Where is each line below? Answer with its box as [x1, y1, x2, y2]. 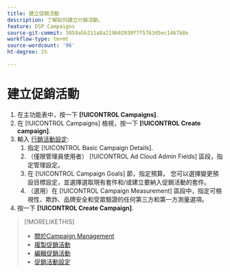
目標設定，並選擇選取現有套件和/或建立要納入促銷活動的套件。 [33, 178, 211, 186]
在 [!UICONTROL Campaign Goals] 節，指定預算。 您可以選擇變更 [27, 169, 213, 178]
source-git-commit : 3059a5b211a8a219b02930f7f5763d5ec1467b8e [7, 29, 189, 36]
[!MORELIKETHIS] [23, 218, 75, 226]
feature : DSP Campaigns [7, 23, 76, 30]
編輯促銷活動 [34, 249, 71, 257]
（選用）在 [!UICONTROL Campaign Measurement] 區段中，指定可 [27, 187, 216, 195]
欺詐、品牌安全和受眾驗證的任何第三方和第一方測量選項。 [45, 195, 208, 203]
